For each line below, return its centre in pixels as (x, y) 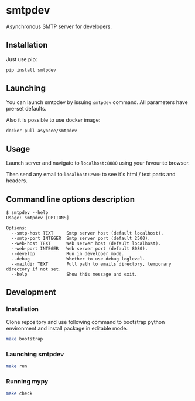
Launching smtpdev (35, 354)
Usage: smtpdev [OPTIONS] (37, 218)
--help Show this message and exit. (74, 275)
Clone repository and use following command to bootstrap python (85, 322)
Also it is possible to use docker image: (53, 120)
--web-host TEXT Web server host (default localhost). (86, 244)
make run (17, 366)
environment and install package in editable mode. (67, 328)
